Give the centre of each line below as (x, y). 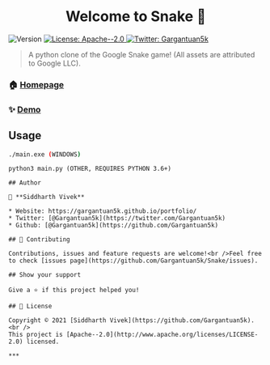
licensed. (43, 342)
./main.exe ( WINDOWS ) (45, 154)
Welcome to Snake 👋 (136, 17)
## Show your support (45, 275)
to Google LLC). (54, 63)
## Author (25, 183)
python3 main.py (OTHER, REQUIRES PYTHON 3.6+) (90, 169)
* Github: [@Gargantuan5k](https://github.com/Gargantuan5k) (114, 226)
